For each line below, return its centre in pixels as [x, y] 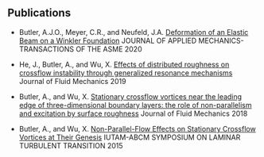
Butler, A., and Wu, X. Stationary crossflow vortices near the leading [130, 96]
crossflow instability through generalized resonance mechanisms [126, 73]
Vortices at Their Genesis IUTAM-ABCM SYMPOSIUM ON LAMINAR [130, 137]
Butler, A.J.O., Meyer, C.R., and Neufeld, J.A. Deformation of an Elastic [134, 32]
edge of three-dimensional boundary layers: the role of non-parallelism [135, 105]
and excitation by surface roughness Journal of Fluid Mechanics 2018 [133, 113]
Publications [39, 13]
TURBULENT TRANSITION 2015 [71, 145]
